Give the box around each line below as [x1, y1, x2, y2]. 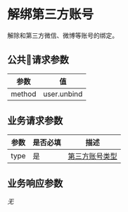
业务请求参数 [7, 114, 63, 127]
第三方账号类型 [68, 151, 117, 161]
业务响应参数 [7, 177, 63, 189]
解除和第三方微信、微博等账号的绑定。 [7, 31, 118, 40]
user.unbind [43, 89, 83, 99]
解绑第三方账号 [7, 6, 94, 23]
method [11, 89, 37, 99]
